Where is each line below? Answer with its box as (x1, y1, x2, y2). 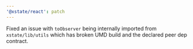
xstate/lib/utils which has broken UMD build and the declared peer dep (6, 31, 187, 38)
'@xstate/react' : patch (6, 8, 65, 15)
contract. (6, 37, 29, 44)
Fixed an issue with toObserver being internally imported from (6, 25, 157, 32)
